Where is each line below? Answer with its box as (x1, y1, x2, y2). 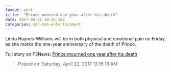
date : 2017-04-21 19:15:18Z (5, 17, 65, 22)
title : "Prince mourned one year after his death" (5, 12, 117, 17)
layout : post (5, 7, 33, 13)
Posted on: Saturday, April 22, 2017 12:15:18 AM (17, 61, 118, 67)
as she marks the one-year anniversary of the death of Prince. (5, 41, 136, 47)
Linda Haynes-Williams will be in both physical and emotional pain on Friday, (5, 36, 166, 42)
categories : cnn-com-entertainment (5, 21, 81, 27)
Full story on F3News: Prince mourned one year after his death (5, 51, 138, 57)
